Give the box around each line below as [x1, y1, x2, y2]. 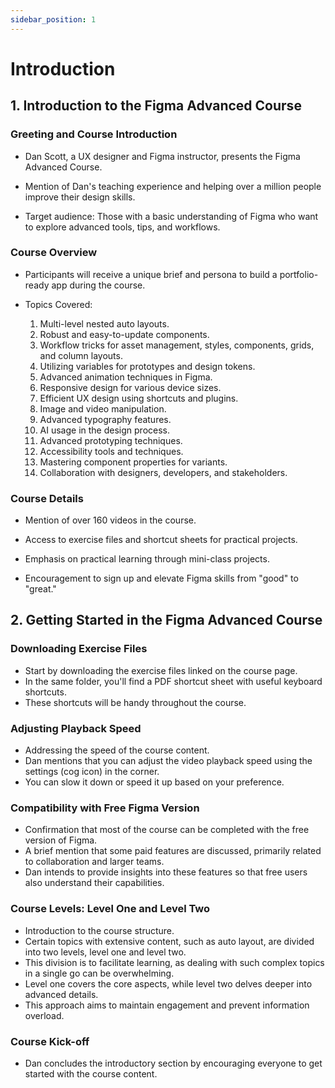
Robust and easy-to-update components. [39, 328, 210, 340]
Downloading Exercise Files [10, 642, 148, 656]
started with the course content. [24, 1067, 158, 1080]
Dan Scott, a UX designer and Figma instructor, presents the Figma [24, 150, 301, 162]
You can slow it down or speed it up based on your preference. [24, 776, 285, 788]
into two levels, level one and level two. [24, 946, 187, 958]
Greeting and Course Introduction [10, 127, 178, 141]
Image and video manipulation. [39, 402, 167, 415]
